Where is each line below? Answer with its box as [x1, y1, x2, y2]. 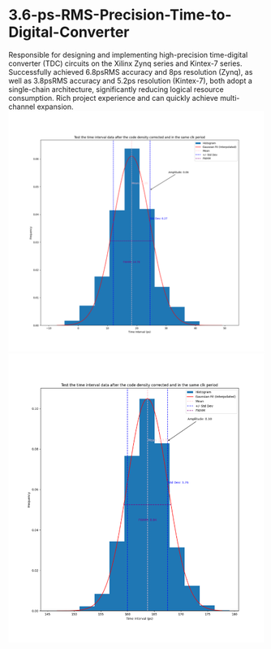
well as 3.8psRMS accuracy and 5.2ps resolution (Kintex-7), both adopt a [8, 76, 253, 85]
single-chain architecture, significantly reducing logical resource [8, 84, 225, 94]
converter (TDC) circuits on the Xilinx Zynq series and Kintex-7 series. [8, 59, 243, 68]
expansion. [37, 102, 74, 111]
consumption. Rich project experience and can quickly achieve [8, 93, 219, 102]
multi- [220, 93, 240, 102]
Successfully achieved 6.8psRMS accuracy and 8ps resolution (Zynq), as [8, 67, 253, 76]
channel [8, 102, 36, 111]
